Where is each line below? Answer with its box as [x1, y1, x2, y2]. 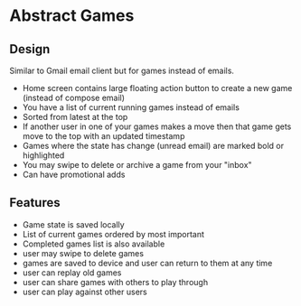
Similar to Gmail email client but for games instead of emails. [9, 65, 235, 76]
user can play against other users [22, 286, 147, 297]
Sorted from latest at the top [22, 112, 128, 122]
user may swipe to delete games [22, 247, 145, 258]
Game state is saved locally [22, 218, 125, 230]
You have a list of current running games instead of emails [22, 102, 240, 113]
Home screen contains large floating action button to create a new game [22, 83, 293, 93]
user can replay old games [22, 267, 122, 278]
